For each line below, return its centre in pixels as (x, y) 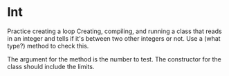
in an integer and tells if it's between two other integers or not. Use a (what (114, 38)
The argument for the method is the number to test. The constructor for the (114, 59)
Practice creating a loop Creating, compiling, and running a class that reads (115, 31)
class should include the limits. (51, 66)
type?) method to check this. (48, 46)
